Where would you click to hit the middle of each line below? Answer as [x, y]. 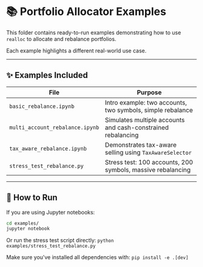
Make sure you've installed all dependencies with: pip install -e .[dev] [98, 257]
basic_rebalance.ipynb [42, 106]
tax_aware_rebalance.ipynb [48, 148]
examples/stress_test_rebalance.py [51, 246]
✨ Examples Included [47, 75]
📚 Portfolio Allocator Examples [86, 12]
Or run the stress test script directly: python [60, 240]
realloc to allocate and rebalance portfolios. [61, 39]
